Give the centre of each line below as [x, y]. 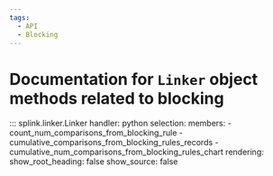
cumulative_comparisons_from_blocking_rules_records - [114, 143]
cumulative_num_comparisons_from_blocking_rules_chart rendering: [136, 152]
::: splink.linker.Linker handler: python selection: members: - [120, 124]
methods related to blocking [117, 98]
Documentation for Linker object [134, 79]
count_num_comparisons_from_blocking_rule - [96, 133]
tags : [19, 18]
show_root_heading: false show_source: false [94, 162]
